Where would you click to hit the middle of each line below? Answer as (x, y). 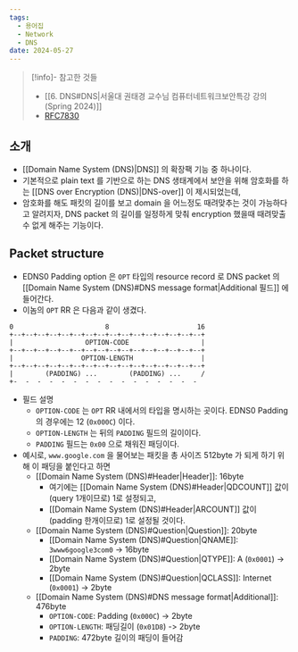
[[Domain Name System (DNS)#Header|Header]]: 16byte (140, 476)
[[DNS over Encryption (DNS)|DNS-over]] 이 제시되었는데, (136, 191)
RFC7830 (62, 116)
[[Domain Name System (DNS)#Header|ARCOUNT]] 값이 (153, 509)
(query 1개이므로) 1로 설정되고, (103, 497)
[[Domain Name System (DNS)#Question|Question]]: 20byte (146, 530)
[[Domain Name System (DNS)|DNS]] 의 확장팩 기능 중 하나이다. (137, 169)
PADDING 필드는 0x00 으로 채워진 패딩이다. (108, 444)
